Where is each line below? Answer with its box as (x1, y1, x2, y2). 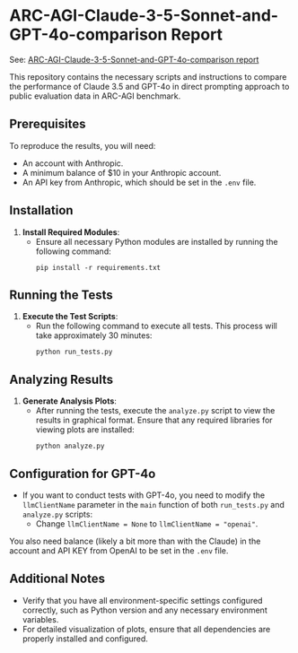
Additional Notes (9, 571, 106, 587)
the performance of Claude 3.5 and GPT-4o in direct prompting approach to (9, 81, 290, 91)
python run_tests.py (35, 347, 113, 357)
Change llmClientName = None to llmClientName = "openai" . (35, 518, 259, 529)
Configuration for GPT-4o (9, 466, 156, 481)
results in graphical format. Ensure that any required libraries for (35, 414, 273, 426)
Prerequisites (9, 117, 86, 132)
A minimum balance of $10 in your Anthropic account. (22, 167, 222, 178)
